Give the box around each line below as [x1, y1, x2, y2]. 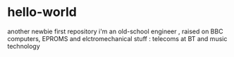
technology [7, 42, 40, 50]
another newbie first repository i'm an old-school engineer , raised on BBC [7, 27, 223, 35]
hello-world [7, 4, 78, 20]
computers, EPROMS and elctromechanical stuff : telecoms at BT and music [7, 34, 228, 42]
